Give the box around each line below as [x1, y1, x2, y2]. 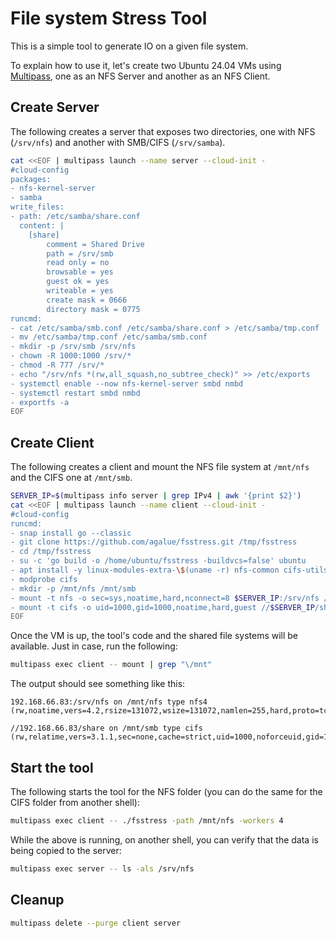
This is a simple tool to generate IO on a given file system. [10, 40, 249, 52]
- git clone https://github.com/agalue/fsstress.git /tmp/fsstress [10, 537, 298, 547]
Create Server [10, 99, 100, 116]
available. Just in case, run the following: [10, 640, 178, 652]
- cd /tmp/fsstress [10, 547, 92, 557]
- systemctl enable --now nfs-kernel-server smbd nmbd [10, 378, 244, 389]
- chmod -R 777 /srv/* [10, 360, 105, 370]
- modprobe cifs [10, 574, 78, 584]
